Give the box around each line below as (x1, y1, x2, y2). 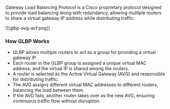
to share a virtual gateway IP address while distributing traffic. (5, 15, 135, 21)
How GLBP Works (5, 38, 50, 45)
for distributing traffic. (12, 76, 59, 83)
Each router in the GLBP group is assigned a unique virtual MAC (12, 60, 147, 66)
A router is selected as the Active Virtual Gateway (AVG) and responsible (12, 71, 165, 77)
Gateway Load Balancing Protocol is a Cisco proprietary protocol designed (5, 5, 162, 10)
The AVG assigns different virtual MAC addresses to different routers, (12, 81, 158, 88)
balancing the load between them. (12, 87, 84, 93)
